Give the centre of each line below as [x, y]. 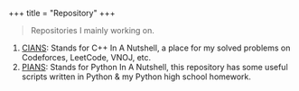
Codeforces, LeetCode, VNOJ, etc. [86, 57]
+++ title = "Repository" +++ [62, 13]
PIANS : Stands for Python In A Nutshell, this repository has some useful [154, 67]
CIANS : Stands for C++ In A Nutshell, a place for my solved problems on [156, 48]
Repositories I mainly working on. [93, 30]
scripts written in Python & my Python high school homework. [136, 77]
